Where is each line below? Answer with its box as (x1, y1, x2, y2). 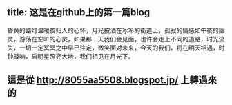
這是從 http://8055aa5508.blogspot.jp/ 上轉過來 (7, 75, 217, 86)
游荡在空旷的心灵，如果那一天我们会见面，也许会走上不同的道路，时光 (19, 35, 219, 43)
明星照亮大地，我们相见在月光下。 (37, 52, 135, 60)
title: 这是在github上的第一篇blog (7, 6, 151, 19)
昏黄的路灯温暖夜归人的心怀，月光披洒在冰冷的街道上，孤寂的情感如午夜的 (7, 26, 219, 35)
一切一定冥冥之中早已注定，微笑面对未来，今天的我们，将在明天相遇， (19, 44, 219, 52)
